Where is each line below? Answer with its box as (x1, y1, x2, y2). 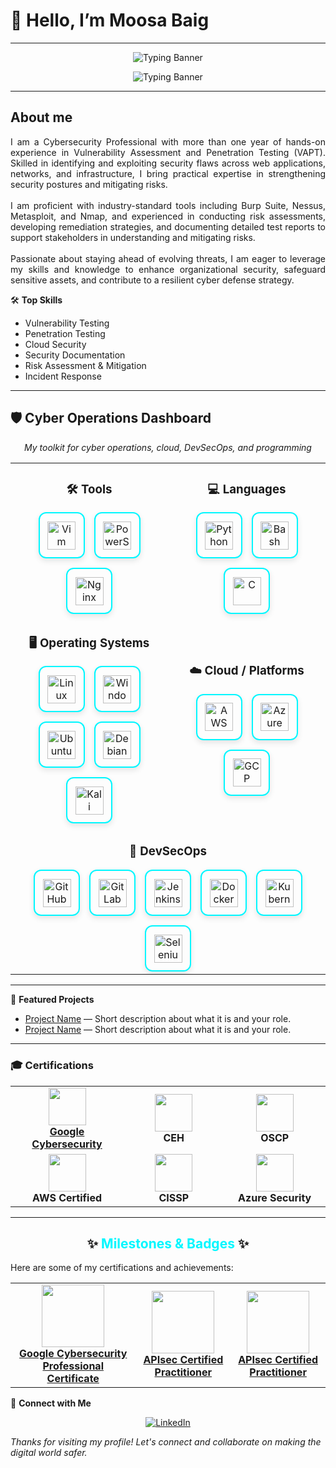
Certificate (46, 1372, 100, 1386)
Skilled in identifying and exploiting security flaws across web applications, (10, 157, 326, 169)
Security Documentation (24, 349, 126, 361)
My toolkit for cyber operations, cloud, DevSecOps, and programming (24, 441, 312, 453)
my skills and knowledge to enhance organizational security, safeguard (10, 263, 326, 275)
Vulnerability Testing (24, 317, 110, 329)
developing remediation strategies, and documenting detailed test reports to (10, 220, 326, 233)
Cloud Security (24, 338, 87, 350)
